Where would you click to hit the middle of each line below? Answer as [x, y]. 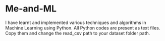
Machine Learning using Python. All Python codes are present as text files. [83, 27]
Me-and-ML [31, 9]
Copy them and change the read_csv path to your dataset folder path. [78, 33]
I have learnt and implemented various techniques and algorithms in [76, 22]
